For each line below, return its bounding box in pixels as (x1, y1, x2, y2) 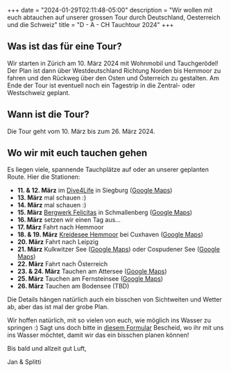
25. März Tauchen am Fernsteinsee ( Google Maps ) (17, 275, 164, 283)
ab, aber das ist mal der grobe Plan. (7, 303, 109, 311)
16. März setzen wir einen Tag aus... (17, 216, 121, 224)
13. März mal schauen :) (17, 193, 87, 202)
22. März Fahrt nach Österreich (17, 260, 108, 268)
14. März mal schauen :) (17, 201, 87, 209)
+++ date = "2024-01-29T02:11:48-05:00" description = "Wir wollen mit (7, 6, 213, 14)
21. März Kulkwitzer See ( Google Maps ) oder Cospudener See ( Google (17, 245, 221, 254)
